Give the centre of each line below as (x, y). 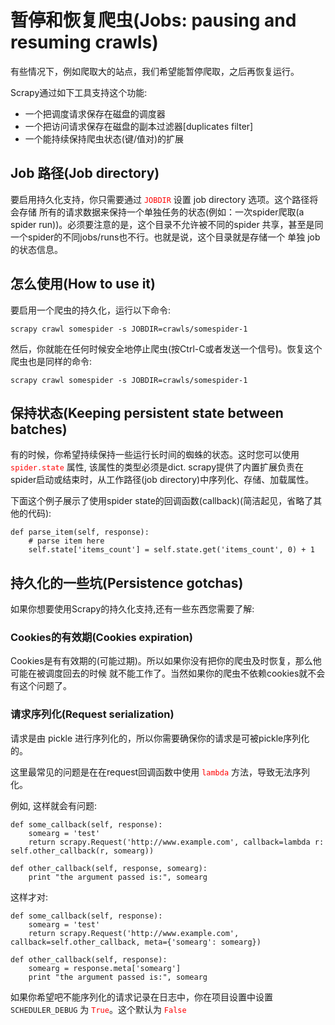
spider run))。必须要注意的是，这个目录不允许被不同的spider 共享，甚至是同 (167, 224)
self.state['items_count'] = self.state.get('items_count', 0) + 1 (171, 550)
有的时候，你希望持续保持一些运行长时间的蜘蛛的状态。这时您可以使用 (155, 455)
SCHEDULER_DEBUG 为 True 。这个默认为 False (98, 1009)
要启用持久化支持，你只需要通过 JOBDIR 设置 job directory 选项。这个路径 (160, 199)
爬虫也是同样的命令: (51, 361)
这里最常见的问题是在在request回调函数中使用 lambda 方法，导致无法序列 (160, 772)
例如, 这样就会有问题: (54, 805)
